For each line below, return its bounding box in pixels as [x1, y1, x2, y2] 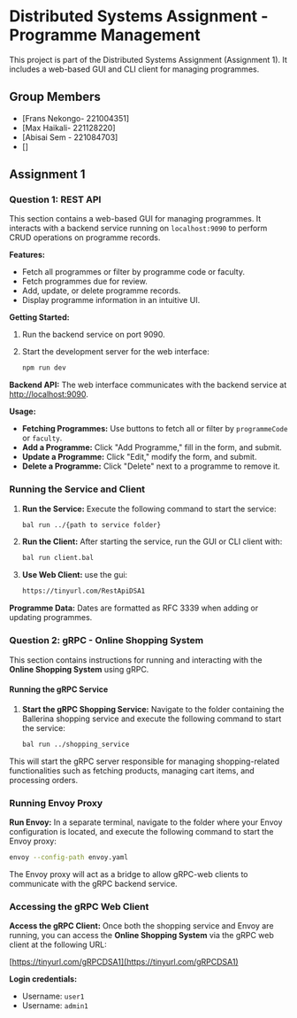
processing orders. [9, 774, 78, 785]
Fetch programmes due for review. [21, 276, 148, 287]
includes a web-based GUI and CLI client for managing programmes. [9, 64, 260, 74]
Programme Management [9, 25, 201, 45]
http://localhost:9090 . [9, 389, 88, 400]
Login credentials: [9, 974, 78, 984]
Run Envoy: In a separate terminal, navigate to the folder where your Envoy [9, 817, 283, 828]
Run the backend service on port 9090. [21, 330, 165, 340]
